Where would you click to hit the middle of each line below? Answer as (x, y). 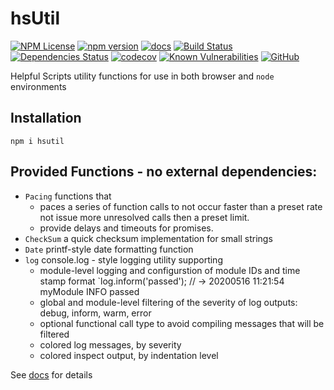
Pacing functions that (68, 196)
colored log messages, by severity (110, 344)
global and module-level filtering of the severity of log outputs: (168, 302)
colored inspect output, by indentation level (129, 355)
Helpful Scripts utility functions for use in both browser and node (142, 76)
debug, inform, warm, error (95, 313)
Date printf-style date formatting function (109, 249)
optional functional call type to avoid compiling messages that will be (182, 323)
